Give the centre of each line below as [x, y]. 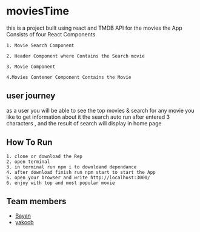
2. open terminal [28, 162]
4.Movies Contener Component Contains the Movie [69, 77]
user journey [31, 96]
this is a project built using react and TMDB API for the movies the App [95, 28]
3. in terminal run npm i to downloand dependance [72, 167]
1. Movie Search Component [40, 45]
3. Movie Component [31, 67]
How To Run [29, 143]
